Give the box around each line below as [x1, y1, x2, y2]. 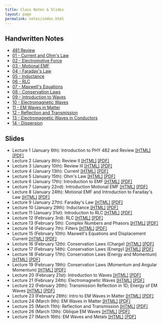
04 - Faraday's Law [12, 68, 52, 74]
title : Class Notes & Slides [5, 7, 64, 12]
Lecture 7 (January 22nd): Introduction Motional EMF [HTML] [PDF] [12, 184, 148, 189]
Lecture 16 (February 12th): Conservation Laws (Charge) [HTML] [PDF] [12, 241, 154, 247]
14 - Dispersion [12, 120, 43, 126]
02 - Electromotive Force [12, 58, 62, 64]
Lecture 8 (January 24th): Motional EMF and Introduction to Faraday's [12, 189, 153, 195]
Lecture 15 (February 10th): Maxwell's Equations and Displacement [12, 231, 146, 236]
